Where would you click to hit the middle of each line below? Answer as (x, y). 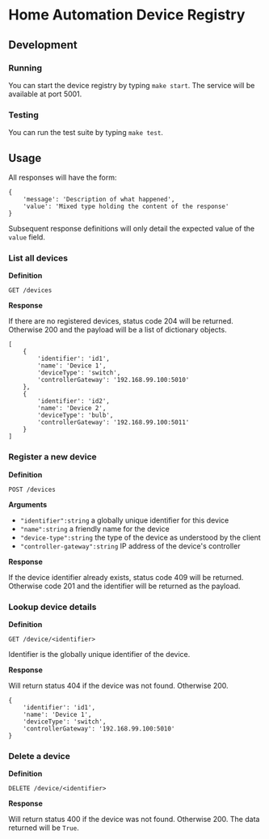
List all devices (38, 258)
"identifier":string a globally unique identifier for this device (124, 520)
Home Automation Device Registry (127, 15)
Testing (23, 115)
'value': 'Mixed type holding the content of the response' (126, 206)
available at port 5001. (45, 94)
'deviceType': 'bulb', (76, 415)
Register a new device (53, 457)
